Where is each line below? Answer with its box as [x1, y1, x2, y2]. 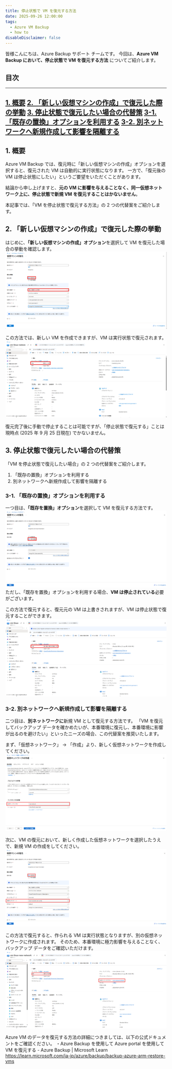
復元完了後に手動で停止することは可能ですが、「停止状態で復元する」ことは [5, 423, 165, 429]
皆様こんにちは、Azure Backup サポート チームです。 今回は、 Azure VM [5, 51, 159, 56]
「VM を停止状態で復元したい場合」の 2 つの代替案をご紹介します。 [5, 460, 149, 467]
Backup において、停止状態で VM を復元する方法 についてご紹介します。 [5, 57, 159, 63]
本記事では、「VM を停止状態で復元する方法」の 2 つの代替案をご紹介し [5, 202, 156, 208]
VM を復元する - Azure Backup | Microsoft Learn [5, 1047, 108, 1053]
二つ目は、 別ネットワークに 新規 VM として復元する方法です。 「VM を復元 [5, 718, 163, 724]
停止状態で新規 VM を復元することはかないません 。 [32, 191, 141, 197]
